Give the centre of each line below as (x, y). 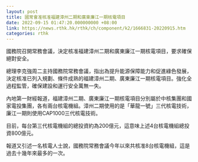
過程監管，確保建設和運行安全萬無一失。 (55, 86)
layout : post (22, 12)
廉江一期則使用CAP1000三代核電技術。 (54, 114)
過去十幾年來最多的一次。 (37, 153)
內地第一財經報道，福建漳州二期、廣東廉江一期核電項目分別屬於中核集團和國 (99, 99)
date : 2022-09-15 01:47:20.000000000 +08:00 (62, 22)
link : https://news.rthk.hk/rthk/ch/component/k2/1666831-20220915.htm (96, 28)
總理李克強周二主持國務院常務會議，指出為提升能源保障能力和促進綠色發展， (99, 71)
